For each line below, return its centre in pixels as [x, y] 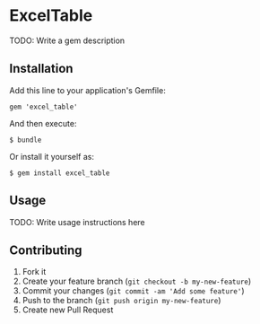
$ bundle [26, 140]
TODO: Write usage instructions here [77, 222]
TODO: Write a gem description [67, 40]
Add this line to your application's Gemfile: [87, 90]
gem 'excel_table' [43, 107]
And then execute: [43, 123]
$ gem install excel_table [60, 173]
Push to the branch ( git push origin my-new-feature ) [121, 301]
